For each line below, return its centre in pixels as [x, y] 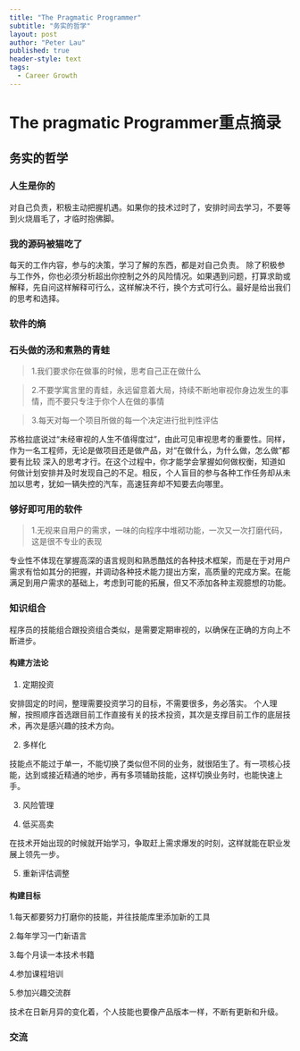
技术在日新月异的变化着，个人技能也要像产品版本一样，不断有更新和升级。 [146, 1012]
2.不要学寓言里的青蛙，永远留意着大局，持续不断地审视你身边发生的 [156, 391]
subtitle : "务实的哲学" [50, 26]
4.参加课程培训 [37, 974]
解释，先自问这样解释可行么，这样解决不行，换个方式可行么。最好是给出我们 [150, 287]
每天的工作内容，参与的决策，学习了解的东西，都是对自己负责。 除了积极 [143, 265]
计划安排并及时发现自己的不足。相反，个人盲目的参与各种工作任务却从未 [158, 473]
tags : [19, 68]
